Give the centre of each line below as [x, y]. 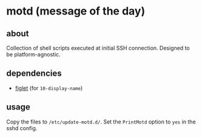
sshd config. [22, 128]
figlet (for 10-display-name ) [49, 88]
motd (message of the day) [76, 11]
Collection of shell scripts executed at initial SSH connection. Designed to [98, 48]
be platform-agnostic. [33, 54]
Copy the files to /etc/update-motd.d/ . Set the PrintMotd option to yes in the [101, 122]
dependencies [34, 74]
